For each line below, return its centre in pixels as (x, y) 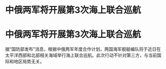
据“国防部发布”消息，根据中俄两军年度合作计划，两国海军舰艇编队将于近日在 (83, 49)
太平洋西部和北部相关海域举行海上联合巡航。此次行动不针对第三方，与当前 (81, 55)
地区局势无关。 (29, 62)
